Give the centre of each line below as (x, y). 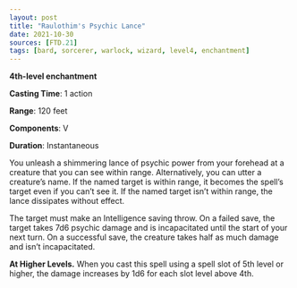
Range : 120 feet (38, 111)
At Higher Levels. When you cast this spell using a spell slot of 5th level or (147, 264)
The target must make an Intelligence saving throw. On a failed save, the (142, 218)
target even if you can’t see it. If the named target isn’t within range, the (141, 191)
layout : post (34, 17)
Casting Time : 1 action (51, 94)
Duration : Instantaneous (54, 146)
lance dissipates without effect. (67, 201)
